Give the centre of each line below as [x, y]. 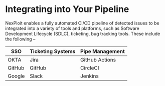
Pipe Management [103, 51]
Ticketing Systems [53, 51]
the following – [20, 39]
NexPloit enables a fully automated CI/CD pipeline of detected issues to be [82, 23]
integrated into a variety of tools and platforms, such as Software [72, 28]
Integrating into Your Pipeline [67, 9]
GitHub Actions [98, 59]
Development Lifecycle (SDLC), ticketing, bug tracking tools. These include [83, 33]
